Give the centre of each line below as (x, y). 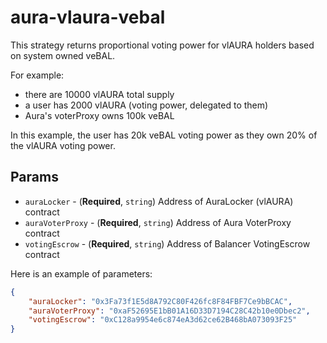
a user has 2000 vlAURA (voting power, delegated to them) (146, 105)
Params (34, 177)
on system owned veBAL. (63, 55)
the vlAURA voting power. (63, 145)
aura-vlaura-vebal (88, 17)
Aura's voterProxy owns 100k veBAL (99, 115)
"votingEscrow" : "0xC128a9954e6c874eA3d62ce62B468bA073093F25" (163, 320)
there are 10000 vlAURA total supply (99, 94)
